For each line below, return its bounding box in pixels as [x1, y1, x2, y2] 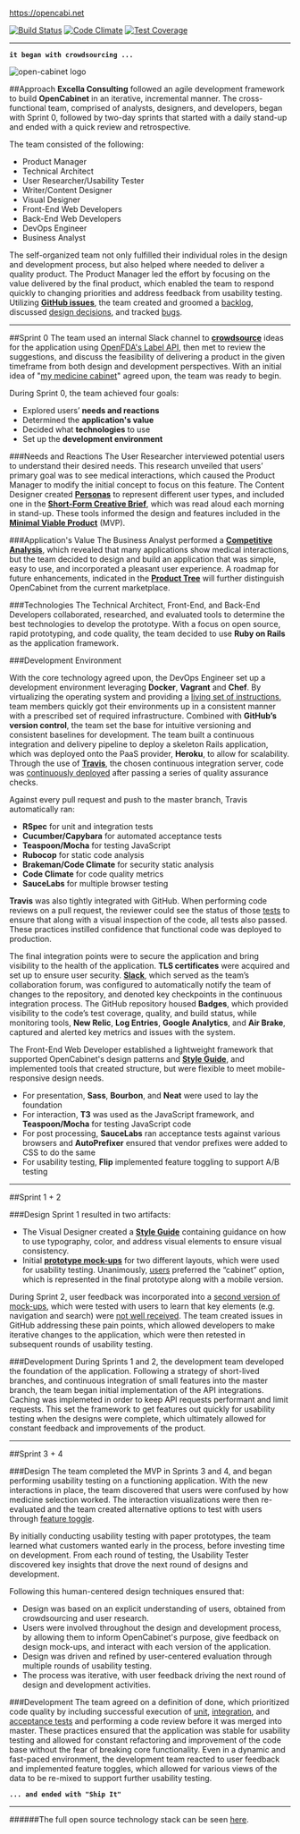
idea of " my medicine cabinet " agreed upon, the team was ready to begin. [9, 370, 282, 381]
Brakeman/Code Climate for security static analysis [21, 859, 214, 870]
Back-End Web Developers [21, 214, 122, 224]
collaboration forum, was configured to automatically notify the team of [9, 980, 271, 989]
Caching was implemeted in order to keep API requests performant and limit [9, 1395, 288, 1405]
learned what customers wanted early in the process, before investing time [9, 1541, 286, 1550]
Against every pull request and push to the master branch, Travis [9, 794, 248, 804]
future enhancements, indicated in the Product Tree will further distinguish [9, 573, 285, 583]
